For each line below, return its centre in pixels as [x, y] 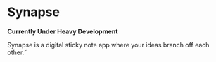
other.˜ [17, 52]
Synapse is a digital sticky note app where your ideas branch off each [108, 45]
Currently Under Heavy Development [63, 31]
